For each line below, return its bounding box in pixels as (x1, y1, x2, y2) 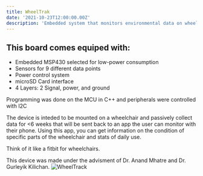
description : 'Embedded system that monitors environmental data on (6, 20, 182, 26)
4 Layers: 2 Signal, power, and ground (14, 84, 110, 91)
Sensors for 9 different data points (14, 65, 101, 73)
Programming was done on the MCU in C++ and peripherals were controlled (6, 96, 196, 103)
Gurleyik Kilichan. (6, 163, 50, 171)
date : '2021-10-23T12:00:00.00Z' (6, 15, 91, 21)
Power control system (14, 71, 69, 79)
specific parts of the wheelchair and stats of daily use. (6, 134, 142, 141)
